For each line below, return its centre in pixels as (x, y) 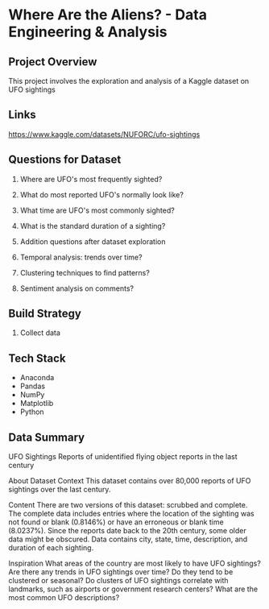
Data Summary (47, 437)
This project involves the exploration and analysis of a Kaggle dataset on (129, 81)
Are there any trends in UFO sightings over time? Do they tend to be (121, 572)
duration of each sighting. (51, 548)
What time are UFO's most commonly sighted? (97, 210)
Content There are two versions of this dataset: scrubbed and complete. (128, 505)
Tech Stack (37, 358)
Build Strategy (45, 314)
